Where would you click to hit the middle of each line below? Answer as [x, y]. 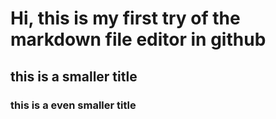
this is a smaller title [74, 76]
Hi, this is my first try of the [125, 18]
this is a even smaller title [73, 105]
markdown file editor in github [138, 39]
